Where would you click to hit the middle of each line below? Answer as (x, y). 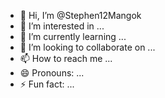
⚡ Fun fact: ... (47, 84)
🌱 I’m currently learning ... (73, 36)
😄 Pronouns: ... (52, 73)
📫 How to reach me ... (66, 58)
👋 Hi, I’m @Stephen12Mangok (80, 15)
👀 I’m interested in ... (62, 26)
